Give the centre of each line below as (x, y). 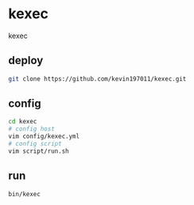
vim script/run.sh (39, 151)
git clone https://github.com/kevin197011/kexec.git (97, 79)
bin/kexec (25, 194)
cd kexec (23, 122)
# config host (32, 129)
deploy (26, 61)
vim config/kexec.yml (44, 137)
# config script (35, 144)
